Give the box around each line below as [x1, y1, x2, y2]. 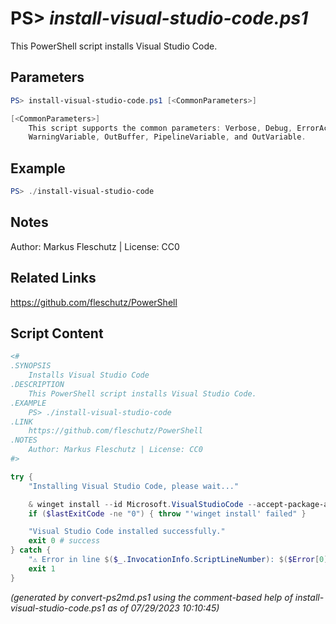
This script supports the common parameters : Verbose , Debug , [28, 123, 293, 133]
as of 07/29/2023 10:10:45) [107, 602, 220, 614]
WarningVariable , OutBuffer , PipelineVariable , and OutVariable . [28, 132, 307, 142]
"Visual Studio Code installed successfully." [28, 527, 226, 537]
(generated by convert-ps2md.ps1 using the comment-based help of [10, 591, 293, 603]
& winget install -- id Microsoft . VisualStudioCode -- [28, 499, 257, 509]
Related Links [10, 270, 97, 287]
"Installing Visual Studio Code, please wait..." [28, 481, 240, 491]
